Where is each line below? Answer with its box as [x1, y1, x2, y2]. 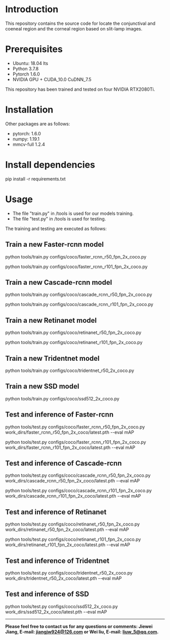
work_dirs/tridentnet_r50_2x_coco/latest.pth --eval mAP [5, 575, 122, 581]
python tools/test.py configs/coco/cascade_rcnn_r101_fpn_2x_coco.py [5, 487, 152, 494]
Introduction [5, 4, 59, 15]
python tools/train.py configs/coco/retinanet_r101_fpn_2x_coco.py [5, 340, 143, 346]
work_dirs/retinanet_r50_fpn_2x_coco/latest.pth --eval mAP [5, 526, 129, 533]
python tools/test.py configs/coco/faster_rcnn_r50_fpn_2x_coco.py [5, 424, 145, 430]
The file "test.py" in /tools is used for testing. [12, 215, 106, 221]
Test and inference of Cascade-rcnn [5, 459, 122, 467]
